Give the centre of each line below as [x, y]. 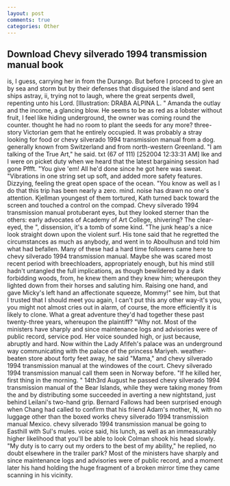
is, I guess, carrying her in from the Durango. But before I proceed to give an [115, 81]
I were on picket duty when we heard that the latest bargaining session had [113, 161]
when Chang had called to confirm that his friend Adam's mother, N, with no [114, 410]
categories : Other [33, 26]
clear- [205, 220]
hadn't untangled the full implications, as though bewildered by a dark [106, 271]
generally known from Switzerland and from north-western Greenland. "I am [115, 147]
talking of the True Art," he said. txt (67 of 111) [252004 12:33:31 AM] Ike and [115, 154]
